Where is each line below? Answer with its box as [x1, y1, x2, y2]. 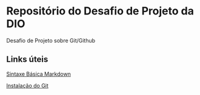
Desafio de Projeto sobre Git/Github [6, 37, 96, 44]
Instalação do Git [6, 82, 48, 89]
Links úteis [6, 54, 48, 64]
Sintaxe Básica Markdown [6, 70, 72, 78]
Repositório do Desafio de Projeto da [6, 4, 194, 18]
